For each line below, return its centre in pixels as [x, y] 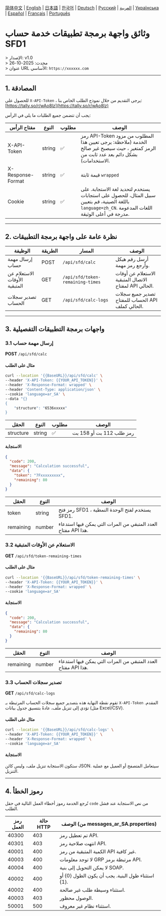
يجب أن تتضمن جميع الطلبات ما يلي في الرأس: [48, 115]
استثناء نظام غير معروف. [85, 906]
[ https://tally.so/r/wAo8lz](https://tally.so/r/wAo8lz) [57, 106]
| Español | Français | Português [38, 13]
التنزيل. [12, 771]
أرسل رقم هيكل [132, 259]
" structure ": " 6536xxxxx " [41, 408]
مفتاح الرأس [22, 127]
